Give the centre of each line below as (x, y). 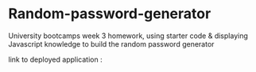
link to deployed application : (55, 59)
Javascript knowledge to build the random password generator (111, 44)
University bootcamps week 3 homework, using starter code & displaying (128, 36)
